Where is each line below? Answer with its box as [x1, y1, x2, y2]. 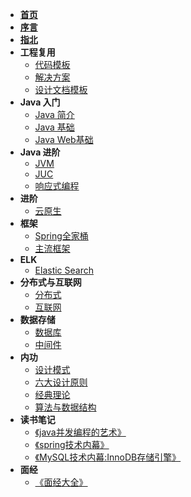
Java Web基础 [34, 134, 94, 145]
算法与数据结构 [34, 401, 97, 413]
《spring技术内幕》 [34, 439, 110, 450]
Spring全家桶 [34, 230, 89, 242]
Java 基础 [34, 121, 75, 133]
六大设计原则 [34, 376, 88, 388]
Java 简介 [34, 109, 75, 120]
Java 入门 [19, 96, 61, 108]
